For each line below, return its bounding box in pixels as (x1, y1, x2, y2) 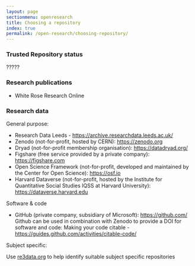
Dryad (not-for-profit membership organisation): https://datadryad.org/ (14, 145, 188, 152)
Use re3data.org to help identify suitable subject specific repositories (6, 253, 175, 261)
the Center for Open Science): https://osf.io (14, 169, 121, 177)
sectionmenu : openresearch (6, 14, 73, 20)
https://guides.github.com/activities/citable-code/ (14, 230, 137, 238)
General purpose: (6, 120, 49, 127)
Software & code (6, 200, 47, 207)
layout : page (6, 8, 39, 15)
